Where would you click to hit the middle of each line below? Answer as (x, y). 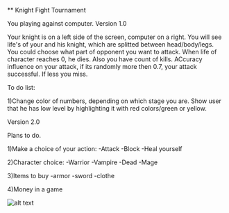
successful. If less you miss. (48, 74)
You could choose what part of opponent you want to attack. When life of (112, 52)
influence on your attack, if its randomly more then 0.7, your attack (102, 66)
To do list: (21, 87)
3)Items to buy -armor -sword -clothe (61, 176)
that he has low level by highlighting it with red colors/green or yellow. (107, 108)
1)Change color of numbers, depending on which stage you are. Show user (114, 101)
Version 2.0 (24, 122)
